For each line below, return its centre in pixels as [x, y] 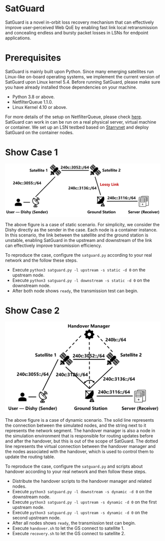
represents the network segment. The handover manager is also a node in [80, 430]
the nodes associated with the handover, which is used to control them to [80, 451]
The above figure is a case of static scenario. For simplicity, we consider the [82, 225]
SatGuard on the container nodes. [39, 132]
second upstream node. [36, 517]
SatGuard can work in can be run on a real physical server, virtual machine [81, 122]
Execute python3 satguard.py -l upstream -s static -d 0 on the [79, 270]
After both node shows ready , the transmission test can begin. [75, 291]
